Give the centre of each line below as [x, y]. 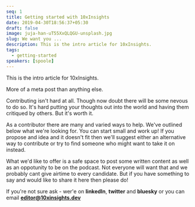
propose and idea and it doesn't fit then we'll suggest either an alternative [96, 137]
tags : [13, 50]
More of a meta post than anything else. [55, 89]
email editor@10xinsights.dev [43, 198]
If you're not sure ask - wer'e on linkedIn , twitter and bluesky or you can [95, 191]
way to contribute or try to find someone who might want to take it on [91, 143]
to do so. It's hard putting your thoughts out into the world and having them [97, 107]
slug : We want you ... [34, 39]
